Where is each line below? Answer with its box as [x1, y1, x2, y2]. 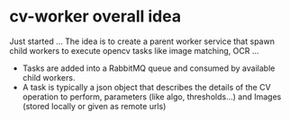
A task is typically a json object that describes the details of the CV [22, 81, 272, 92]
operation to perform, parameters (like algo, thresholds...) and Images [22, 91, 282, 102]
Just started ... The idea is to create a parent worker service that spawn [9, 36, 275, 47]
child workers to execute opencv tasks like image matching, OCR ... [9, 45, 259, 56]
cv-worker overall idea [9, 6, 182, 27]
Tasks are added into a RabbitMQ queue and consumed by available [22, 63, 276, 73]
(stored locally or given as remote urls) [22, 100, 167, 111]
